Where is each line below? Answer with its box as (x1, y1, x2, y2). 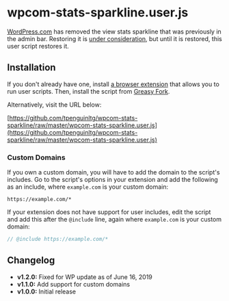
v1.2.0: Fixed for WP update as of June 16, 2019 (16, 272, 152, 281)
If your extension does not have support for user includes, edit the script (7, 208, 211, 216)
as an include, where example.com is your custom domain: (7, 183, 169, 191)
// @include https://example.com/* (7, 236, 109, 243)
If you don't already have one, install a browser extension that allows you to (7, 80, 220, 88)
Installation (7, 62, 56, 73)
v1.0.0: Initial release (16, 287, 77, 296)
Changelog (7, 254, 55, 266)
